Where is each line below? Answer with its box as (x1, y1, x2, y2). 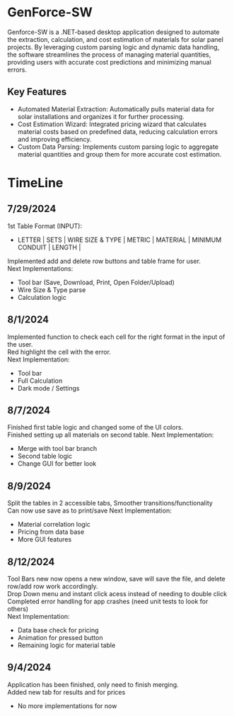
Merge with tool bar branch (17, 444, 98, 453)
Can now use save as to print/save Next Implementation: (7, 506, 172, 515)
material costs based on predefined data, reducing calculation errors (17, 127, 218, 135)
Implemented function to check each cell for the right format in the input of (7, 332, 226, 341)
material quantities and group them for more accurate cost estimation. (17, 150, 222, 158)
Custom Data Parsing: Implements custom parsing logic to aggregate (17, 142, 219, 151)
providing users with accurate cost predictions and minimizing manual (7, 57, 212, 66)
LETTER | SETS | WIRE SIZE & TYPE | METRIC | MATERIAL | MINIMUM (17, 235, 222, 244)
